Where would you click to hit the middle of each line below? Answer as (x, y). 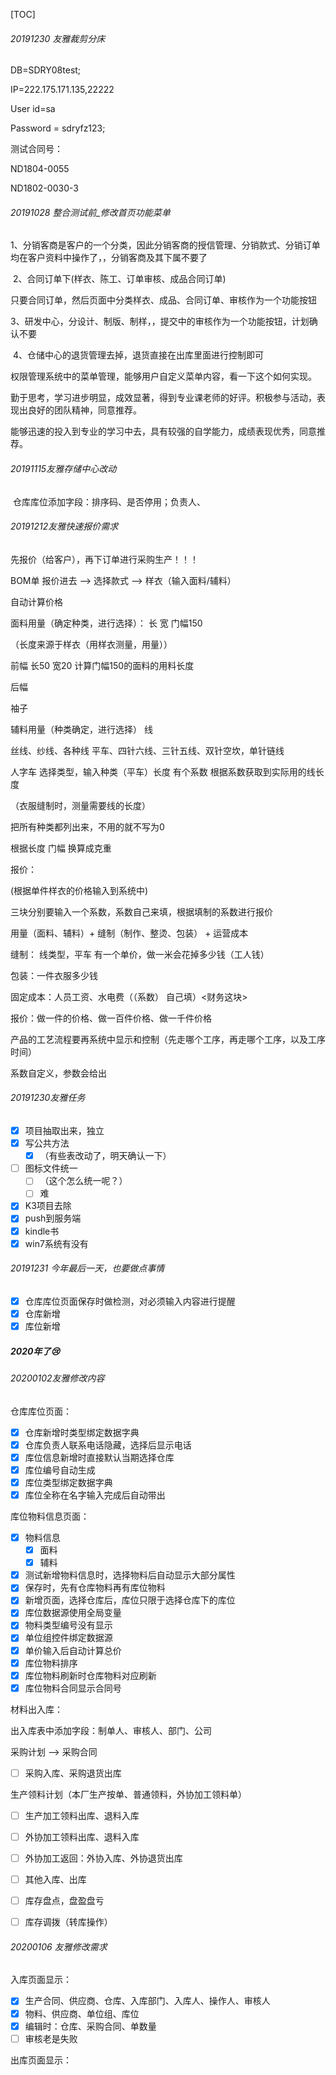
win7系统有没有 (56, 1243)
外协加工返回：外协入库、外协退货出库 (103, 1858)
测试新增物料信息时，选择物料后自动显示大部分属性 (130, 1575)
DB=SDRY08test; (46, 70)
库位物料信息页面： (50, 1516)
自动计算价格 (36, 601)
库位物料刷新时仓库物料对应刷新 (90, 1675)
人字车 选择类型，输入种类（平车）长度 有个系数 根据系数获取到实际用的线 (163, 771)
